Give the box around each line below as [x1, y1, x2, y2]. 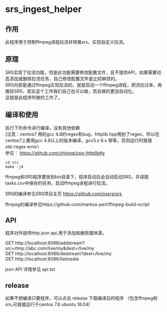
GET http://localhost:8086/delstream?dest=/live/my [5, 251, 112, 257]
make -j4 [5, 164, 24, 169]
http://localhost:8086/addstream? [15, 240, 85, 246]
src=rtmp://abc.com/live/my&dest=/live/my [5, 245, 94, 251]
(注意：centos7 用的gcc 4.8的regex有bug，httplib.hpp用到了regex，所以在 [5, 131, 159, 137]
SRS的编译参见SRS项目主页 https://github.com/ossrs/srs [5, 191, 122, 197]
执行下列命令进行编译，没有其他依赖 [5, 124, 80, 131]
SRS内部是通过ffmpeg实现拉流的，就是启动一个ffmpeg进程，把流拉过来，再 [5, 82, 162, 88]
